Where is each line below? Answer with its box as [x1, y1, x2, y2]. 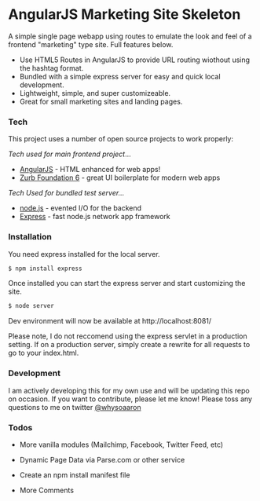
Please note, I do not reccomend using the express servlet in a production [8, 331, 247, 341]
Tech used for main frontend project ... [8, 149, 131, 159]
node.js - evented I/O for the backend [19, 203, 142, 213]
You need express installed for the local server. [8, 249, 160, 258]
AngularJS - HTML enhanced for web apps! [19, 165, 161, 174]
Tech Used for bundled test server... [8, 188, 125, 198]
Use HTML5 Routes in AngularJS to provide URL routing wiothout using [19, 55, 250, 64]
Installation [8, 232, 53, 243]
